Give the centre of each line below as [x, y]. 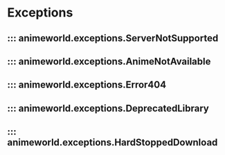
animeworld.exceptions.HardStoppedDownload [112, 143]
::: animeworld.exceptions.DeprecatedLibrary [108, 108]
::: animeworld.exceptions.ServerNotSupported [113, 38]
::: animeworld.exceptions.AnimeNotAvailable [109, 61]
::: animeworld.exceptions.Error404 [87, 85]
